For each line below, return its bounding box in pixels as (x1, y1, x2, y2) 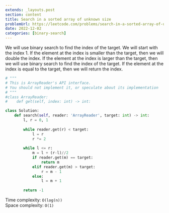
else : (32, 174, 44, 179)
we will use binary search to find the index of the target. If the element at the (5, 61, 164, 66)
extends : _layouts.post (5, 7, 55, 13)
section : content (5, 12, 42, 17)
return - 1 (23, 188, 44, 193)
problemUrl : (5, 21, 30, 27)
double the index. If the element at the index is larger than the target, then (5, 55, 158, 61)
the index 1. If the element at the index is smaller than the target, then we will (5, 50, 164, 56)
